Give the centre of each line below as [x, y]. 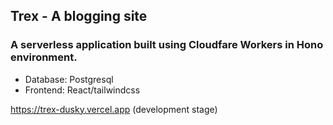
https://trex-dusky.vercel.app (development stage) [114, 109]
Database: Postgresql [69, 79]
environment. [44, 57]
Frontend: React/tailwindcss [82, 90]
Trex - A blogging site [79, 16]
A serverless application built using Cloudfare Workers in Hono [167, 45]
